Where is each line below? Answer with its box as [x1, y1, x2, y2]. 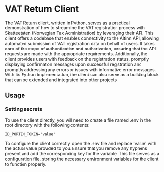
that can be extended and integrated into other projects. [5, 77, 118, 83]
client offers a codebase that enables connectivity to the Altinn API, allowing [5, 35, 159, 41]
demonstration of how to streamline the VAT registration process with [5, 25, 145, 30]
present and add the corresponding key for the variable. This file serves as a [5, 150, 160, 156]
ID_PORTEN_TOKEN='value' [5, 131, 56, 137]
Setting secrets [5, 106, 43, 113]
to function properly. [5, 161, 47, 167]
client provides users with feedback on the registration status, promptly [5, 56, 149, 62]
